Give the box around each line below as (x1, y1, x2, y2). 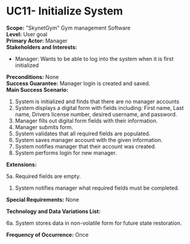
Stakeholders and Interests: (6, 43, 77, 51)
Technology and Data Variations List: (6, 207, 101, 215)
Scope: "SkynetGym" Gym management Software (6, 24, 131, 31)
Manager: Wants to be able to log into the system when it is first (14, 55, 174, 62)
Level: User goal (6, 30, 48, 37)
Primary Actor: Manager (6, 37, 68, 44)
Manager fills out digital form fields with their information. (14, 117, 158, 124)
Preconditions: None (6, 73, 59, 80)
